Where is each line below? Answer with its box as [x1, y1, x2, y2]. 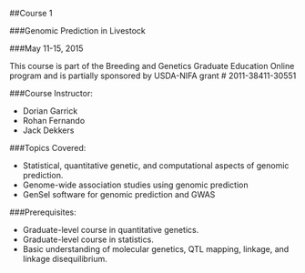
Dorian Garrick [22, 106, 78, 116]
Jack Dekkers [22, 125, 75, 136]
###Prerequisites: [9, 207, 76, 217]
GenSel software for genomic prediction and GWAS [22, 189, 216, 199]
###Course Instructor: [9, 88, 93, 98]
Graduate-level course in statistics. [22, 234, 155, 245]
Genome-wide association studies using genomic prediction [22, 179, 249, 190]
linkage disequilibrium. [22, 254, 107, 264]
